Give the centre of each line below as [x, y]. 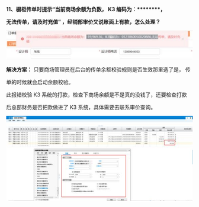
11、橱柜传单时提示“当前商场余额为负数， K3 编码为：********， [86, 9]
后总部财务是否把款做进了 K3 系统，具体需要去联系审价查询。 [81, 107]
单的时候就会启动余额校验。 [40, 82]
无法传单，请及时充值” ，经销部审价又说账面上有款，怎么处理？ [84, 22]
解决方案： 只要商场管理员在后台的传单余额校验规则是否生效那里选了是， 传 [98, 70]
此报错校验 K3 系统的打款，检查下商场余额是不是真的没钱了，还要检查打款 [97, 95]
